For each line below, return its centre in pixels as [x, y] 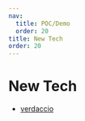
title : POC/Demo [43, 24]
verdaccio [37, 109]
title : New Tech [36, 39]
